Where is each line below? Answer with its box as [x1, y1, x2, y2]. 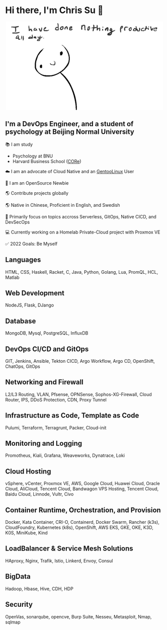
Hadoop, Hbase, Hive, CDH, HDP [5, 586, 74, 592]
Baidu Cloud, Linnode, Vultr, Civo [5, 491, 74, 497]
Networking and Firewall [5, 378, 84, 386]
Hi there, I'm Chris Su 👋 [5, 5, 104, 16]
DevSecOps [5, 219, 30, 225]
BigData [5, 572, 31, 581]
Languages [5, 256, 41, 264]
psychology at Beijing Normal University [5, 128, 134, 136]
